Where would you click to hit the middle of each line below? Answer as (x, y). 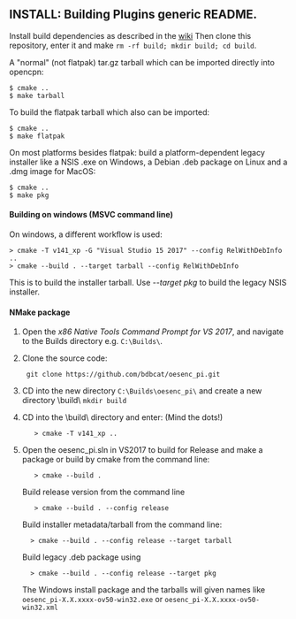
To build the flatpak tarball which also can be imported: (110, 112)
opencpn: (27, 72)
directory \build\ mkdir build (74, 401)
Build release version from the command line (103, 492)
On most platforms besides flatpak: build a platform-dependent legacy (137, 152)
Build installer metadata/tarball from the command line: (122, 524)
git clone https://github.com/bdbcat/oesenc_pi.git (123, 375)
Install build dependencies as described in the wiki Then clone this (130, 35)
